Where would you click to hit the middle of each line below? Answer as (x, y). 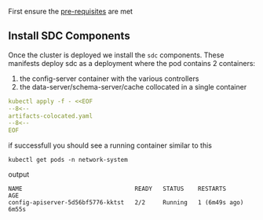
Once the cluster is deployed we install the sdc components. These (116, 55)
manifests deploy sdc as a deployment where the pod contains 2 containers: (132, 63)
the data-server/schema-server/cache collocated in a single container (133, 86)
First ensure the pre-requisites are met (71, 11)
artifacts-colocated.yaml (50, 116)
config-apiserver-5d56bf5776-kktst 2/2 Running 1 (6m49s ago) (126, 203)
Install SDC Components (69, 36)
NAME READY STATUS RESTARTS (117, 189)
